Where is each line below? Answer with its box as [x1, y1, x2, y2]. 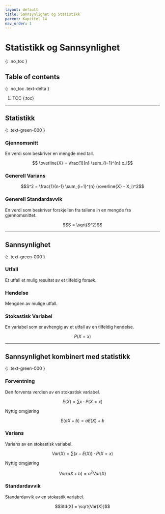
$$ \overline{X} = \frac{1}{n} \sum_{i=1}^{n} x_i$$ [32, 160, 133, 166]
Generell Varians [5, 173, 46, 180]
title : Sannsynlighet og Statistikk [5, 12, 80, 17]
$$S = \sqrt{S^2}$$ [62, 222, 103, 228]
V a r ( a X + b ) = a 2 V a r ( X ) [58, 469, 107, 476]
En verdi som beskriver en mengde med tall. [5, 151, 94, 156]
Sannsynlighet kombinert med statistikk [5, 352, 130, 361]
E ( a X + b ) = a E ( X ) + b [60, 418, 105, 423]
